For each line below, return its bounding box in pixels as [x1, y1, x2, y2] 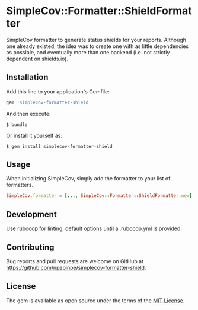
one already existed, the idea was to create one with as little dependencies [6, 43, 189, 50]
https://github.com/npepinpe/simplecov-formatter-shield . [6, 264, 146, 271]
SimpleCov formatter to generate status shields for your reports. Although [6, 36, 187, 43]
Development [6, 209, 58, 219]
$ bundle [6, 121, 28, 128]
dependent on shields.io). [6, 55, 69, 62]
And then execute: [6, 110, 51, 117]
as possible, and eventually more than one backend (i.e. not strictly [6, 49, 170, 56]
